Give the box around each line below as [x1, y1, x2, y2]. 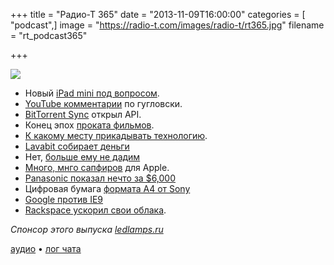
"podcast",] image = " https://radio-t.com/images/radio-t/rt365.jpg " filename [10, 19, 325, 31]
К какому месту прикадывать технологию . [24, 130, 208, 141]
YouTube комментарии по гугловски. [24, 98, 183, 109]
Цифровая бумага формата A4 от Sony [24, 183, 191, 194]
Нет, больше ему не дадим [24, 151, 141, 163]
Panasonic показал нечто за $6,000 [24, 172, 177, 184]
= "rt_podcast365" [10, 30, 88, 41]
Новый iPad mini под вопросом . [24, 87, 160, 99]
